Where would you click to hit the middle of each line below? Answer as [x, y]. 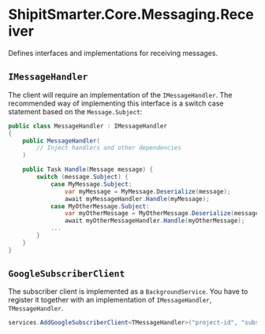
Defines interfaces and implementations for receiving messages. [113, 53]
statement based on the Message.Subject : [75, 111]
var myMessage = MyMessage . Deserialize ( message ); [147, 191]
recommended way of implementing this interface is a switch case [116, 103]
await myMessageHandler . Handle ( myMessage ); [137, 199]
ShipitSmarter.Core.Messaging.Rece [131, 15]
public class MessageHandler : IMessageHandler [88, 126]
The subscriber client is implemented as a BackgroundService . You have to [128, 291]
